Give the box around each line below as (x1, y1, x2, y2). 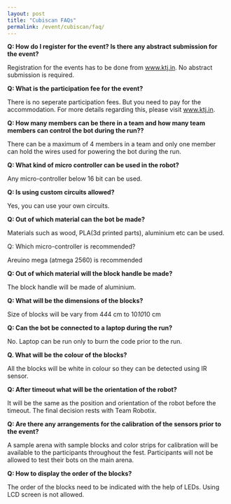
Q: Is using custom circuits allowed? (7, 188, 115, 197)
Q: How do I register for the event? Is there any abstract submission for (7, 43, 218, 51)
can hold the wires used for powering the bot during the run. (7, 148, 182, 156)
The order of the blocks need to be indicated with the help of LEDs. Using (7, 483, 220, 491)
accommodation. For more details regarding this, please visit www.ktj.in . (7, 106, 216, 114)
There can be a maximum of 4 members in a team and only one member (7, 140, 216, 148)
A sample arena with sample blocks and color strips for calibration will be (7, 441, 218, 449)
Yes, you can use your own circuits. (7, 202, 110, 210)
